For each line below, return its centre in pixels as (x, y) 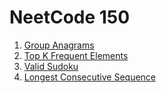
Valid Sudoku (51, 66)
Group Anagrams (59, 45)
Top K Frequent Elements (76, 55)
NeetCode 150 (70, 17)
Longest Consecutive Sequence (90, 77)
